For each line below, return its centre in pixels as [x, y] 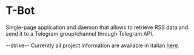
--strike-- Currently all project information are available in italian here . [93, 45]
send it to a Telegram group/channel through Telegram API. [80, 33]
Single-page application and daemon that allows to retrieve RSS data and [97, 27]
